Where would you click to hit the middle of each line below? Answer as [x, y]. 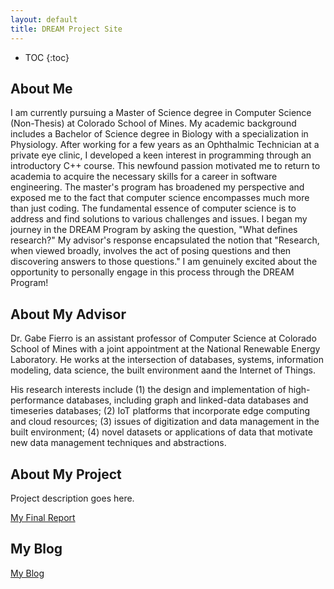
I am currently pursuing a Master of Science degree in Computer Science [161, 113]
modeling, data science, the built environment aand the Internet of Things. [163, 370]
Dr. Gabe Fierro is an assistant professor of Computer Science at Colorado [163, 338]
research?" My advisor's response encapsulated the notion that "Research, [165, 240]
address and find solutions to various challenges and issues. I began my [159, 219]
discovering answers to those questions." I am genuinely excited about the [164, 262]
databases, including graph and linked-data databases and [187, 400]
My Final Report [43, 517]
